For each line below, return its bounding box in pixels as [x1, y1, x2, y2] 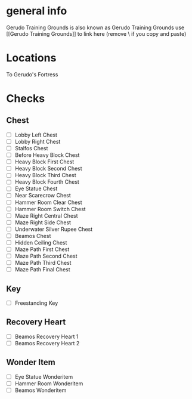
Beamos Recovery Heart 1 [14, 333, 79, 340]
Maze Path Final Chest [14, 266, 70, 273]
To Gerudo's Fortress [6, 70, 58, 78]
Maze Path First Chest [14, 246, 70, 253]
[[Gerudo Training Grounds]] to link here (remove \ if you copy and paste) [6, 30, 187, 37]
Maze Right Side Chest [14, 219, 72, 226]
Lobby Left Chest [14, 131, 58, 138]
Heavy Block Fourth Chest [14, 178, 79, 185]
